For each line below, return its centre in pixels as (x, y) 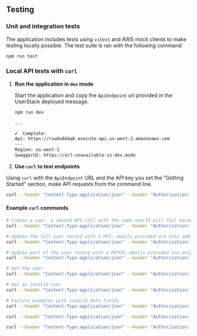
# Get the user (25, 269)
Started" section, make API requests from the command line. (79, 184)
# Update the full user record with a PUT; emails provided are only (93, 236)
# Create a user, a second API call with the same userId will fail (91, 220)
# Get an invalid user (34, 285)
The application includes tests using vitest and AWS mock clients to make (96, 39)
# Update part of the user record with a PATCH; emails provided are (93, 252)
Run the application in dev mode (54, 84)
